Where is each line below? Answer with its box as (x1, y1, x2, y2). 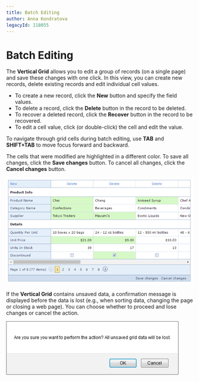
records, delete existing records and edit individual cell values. (6, 81, 159, 88)
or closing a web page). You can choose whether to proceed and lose (6, 303, 177, 310)
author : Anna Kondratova (6, 15, 68, 22)
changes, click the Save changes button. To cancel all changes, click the (6, 159, 185, 166)
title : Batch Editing (6, 9, 60, 15)
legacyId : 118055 (6, 22, 49, 28)
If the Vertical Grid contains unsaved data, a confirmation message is (6, 291, 176, 298)
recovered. (14, 118, 42, 125)
